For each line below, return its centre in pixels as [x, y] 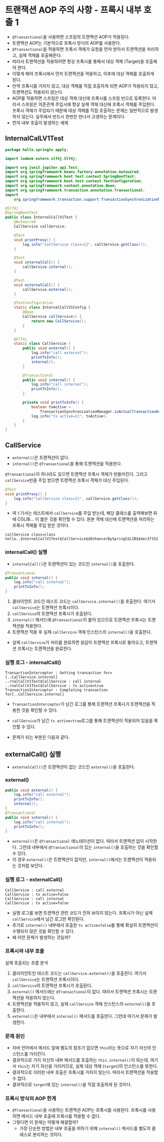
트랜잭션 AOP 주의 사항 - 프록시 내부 [73, 10]
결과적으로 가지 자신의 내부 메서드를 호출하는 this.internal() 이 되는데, [81, 1060]
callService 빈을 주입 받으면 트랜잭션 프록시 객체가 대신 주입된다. [67, 480]
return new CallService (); [59, 321]
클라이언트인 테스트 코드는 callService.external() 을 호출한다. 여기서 [79, 973]
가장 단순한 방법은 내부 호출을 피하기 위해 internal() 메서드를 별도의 [85, 1128]
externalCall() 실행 [33, 754]
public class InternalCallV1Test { [41, 217]
